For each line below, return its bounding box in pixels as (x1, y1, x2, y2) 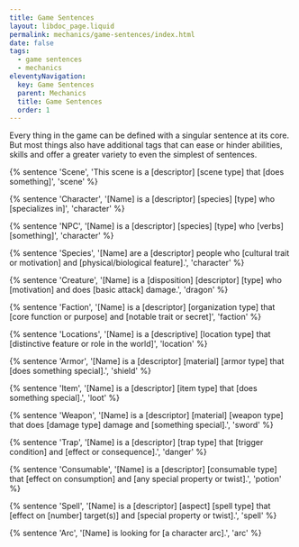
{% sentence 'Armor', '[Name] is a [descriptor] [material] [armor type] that (9, 356, 285, 367)
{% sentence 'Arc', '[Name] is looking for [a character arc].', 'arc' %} (9, 528, 262, 539)
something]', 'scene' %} (9, 177, 99, 187)
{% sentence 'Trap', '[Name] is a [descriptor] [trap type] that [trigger (9, 437, 264, 448)
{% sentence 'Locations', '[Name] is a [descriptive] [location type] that (9, 329, 271, 340)
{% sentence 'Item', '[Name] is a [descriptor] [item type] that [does (9, 383, 258, 394)
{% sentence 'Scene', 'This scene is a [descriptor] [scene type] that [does (9, 167, 285, 178)
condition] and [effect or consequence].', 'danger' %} (9, 447, 207, 458)
